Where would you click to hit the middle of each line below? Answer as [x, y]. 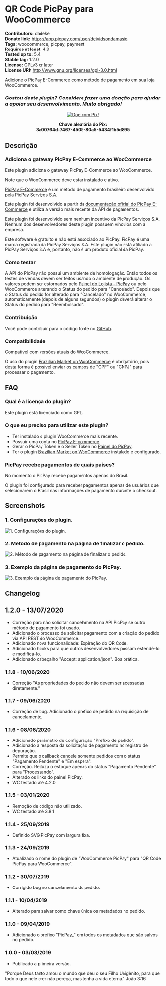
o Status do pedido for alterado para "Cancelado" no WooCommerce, [76, 294]
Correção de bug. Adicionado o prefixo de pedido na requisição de [80, 712]
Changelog [22, 593]
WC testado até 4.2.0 [34, 783]
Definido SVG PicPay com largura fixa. [51, 835]
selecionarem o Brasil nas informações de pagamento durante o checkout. [81, 491]
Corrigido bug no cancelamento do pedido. [56, 887]
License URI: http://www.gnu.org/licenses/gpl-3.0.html [61, 70]
